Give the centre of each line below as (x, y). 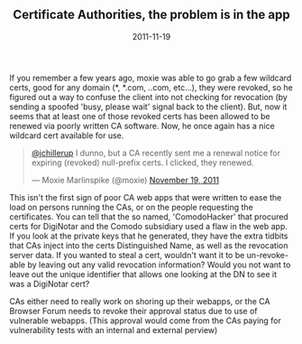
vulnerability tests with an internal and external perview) (114, 330)
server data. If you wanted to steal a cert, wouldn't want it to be (127, 255)
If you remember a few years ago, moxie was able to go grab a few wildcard (151, 78)
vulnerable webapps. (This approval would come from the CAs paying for (146, 321)
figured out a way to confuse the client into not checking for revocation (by (149, 97)
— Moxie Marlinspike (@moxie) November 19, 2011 (125, 180)
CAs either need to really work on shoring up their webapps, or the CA (140, 301)
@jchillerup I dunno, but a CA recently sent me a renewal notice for (156, 153)
